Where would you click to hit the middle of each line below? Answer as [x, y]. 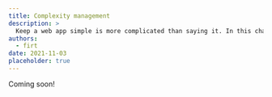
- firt [27, 46]
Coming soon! [32, 84]
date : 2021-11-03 [38, 53]
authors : [23, 38]
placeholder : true [39, 61]
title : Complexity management [59, 16]
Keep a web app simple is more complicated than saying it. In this [134, 31]
